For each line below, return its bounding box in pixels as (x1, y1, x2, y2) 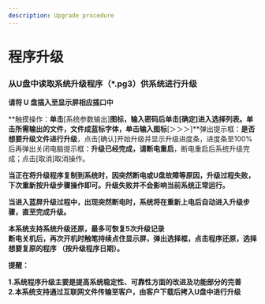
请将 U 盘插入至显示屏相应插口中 (8, 98, 114, 107)
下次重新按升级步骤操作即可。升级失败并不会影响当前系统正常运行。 (8, 181, 230, 190)
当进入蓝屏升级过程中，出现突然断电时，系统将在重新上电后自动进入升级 (8, 197, 243, 207)
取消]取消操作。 (38, 154, 90, 163)
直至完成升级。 (21, 207, 71, 217)
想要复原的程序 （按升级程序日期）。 (8, 244, 125, 253)
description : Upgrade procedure (8, 11, 114, 20)
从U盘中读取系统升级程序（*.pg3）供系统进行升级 (8, 78, 197, 89)
